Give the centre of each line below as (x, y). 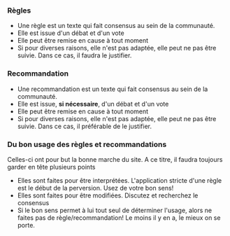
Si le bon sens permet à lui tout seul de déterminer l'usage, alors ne (114, 210)
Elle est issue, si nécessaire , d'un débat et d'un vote (93, 104)
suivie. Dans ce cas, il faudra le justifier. (74, 55)
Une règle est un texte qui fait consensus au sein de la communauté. (116, 26)
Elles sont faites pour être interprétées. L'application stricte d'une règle (120, 180)
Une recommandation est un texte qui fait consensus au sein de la (113, 89)
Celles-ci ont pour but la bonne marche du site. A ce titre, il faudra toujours (115, 159)
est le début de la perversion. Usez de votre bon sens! (95, 188)
